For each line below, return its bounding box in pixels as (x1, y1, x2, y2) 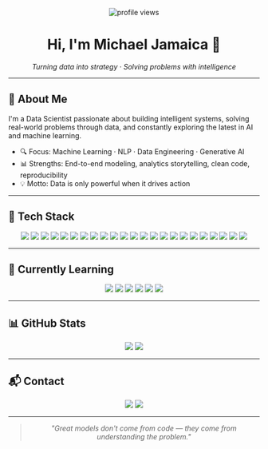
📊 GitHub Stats (8, 316, 86, 330)
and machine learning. (8, 130, 82, 140)
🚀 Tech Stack (8, 210, 75, 224)
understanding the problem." (97, 432, 191, 441)
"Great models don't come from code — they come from (51, 423, 237, 433)
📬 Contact (8, 374, 65, 387)
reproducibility (19, 170, 68, 180)
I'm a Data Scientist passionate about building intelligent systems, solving (8, 113, 250, 123)
